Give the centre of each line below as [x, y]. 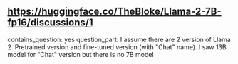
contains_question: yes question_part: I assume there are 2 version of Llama [119, 39]
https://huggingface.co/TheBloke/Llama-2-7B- [114, 12]
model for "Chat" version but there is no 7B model [81, 54]
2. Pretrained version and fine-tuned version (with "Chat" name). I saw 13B [117, 47]
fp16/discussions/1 [50, 23]
